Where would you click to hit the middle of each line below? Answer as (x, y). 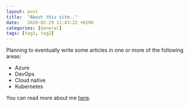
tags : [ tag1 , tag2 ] (30, 34)
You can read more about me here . (48, 98)
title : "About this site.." (42, 17)
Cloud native (30, 81)
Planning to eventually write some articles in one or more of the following (95, 50)
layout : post (22, 11)
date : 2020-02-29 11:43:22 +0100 (50, 22)
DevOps (25, 74)
